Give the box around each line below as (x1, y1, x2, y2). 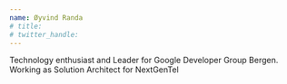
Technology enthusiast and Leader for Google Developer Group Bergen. (9, 55, 279, 66)
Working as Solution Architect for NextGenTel (9, 64, 179, 75)
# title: (9, 22, 43, 31)
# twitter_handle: (9, 30, 79, 39)
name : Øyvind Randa (9, 13, 84, 23)
